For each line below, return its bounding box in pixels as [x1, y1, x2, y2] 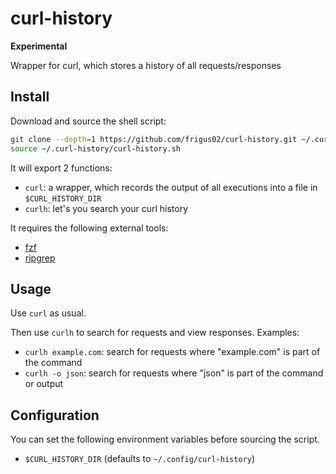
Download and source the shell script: [10, 115, 167, 127]
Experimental [10, 40, 68, 52]
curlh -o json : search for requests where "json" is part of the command [24, 367, 324, 379]
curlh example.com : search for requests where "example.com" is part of [24, 346, 321, 358]
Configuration [10, 407, 100, 424]
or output [24, 378, 64, 390]
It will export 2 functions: [10, 162, 113, 174]
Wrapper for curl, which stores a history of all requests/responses [10, 59, 282, 71]
